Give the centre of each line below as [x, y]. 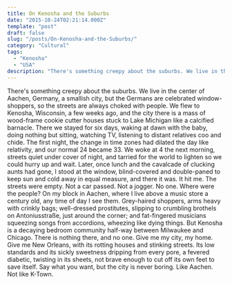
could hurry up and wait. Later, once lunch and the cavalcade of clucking [111, 164]
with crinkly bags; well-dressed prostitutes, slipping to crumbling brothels [112, 208]
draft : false [26, 33]
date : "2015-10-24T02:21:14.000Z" [57, 20]
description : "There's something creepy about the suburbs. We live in [112, 71]
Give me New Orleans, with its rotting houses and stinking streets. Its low [111, 245]
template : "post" [32, 26]
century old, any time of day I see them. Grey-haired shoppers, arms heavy [114, 201]
